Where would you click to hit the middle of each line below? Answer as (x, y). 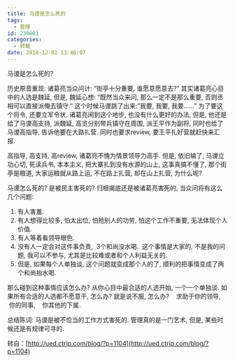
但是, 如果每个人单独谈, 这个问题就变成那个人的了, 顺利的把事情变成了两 (121, 263)
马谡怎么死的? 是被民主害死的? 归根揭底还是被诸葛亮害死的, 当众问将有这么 (115, 188)
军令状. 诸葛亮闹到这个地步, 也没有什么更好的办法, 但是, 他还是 (137, 114)
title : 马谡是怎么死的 (37, 14)
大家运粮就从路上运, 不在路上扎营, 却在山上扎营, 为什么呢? (119, 173)
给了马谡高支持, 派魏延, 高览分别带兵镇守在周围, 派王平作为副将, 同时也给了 (115, 123)
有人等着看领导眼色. (46, 238)
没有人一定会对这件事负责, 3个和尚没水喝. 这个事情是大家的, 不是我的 (118, 246)
